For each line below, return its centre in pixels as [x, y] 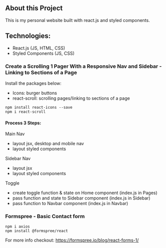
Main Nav [15, 134]
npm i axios [17, 227]
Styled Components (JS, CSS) [43, 53]
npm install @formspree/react [37, 231]
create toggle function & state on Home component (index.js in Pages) [85, 193]
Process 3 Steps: [23, 123]
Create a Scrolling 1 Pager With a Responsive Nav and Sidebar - [83, 66]
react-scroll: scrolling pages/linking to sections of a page [71, 98]
